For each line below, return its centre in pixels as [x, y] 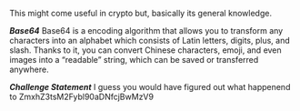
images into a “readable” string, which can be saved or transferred [134, 60]
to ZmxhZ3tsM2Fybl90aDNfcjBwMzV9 [82, 96]
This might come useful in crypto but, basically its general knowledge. [141, 13]
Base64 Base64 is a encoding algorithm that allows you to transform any [146, 30]
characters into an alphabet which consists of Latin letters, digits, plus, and [150, 40]
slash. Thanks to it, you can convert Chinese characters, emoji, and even [145, 50]
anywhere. [29, 69]
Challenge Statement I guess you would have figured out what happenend [150, 87]
